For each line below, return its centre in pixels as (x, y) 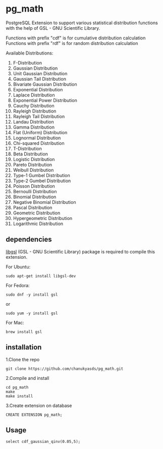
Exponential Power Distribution (45, 100)
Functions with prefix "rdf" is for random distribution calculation (72, 43)
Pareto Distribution (33, 164)
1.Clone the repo (23, 359)
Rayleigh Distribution (35, 111)
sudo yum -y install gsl (32, 313)
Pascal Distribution (33, 207)
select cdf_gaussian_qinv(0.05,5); (43, 442)
